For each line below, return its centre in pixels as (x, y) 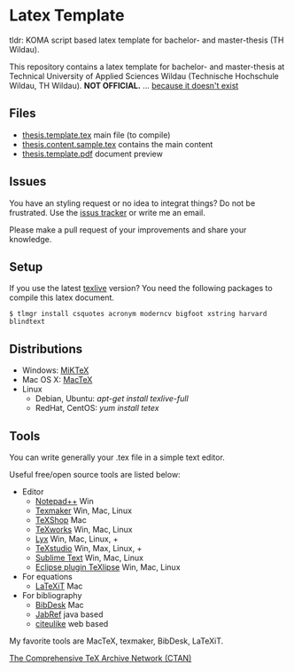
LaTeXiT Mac (59, 586)
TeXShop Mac (61, 520)
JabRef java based (69, 614)
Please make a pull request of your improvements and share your (128, 229)
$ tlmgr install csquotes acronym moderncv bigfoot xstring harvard (138, 314)
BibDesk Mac (59, 605)
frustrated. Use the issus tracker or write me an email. (108, 212)
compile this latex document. (62, 297)
